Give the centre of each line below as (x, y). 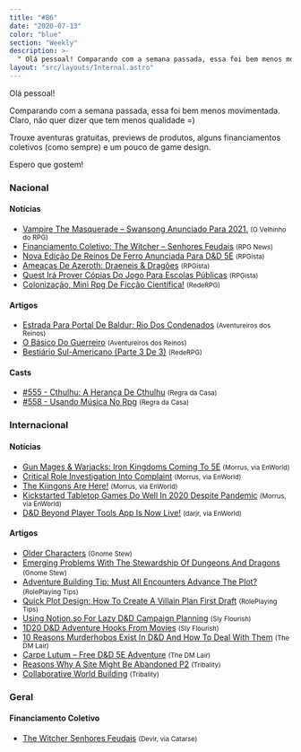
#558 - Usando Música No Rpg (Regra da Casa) (106, 402)
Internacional (39, 425)
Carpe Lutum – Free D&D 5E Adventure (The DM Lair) (116, 654)
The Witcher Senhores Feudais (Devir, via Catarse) (110, 738)
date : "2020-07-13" (46, 26)
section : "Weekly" (43, 43)
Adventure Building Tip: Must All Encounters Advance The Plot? (140, 581)
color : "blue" (36, 34)
